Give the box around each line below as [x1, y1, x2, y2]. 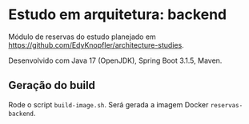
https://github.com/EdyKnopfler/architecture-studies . [8, 40, 184, 49]
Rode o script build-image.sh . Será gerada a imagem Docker [8, 99, 209, 109]
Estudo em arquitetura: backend [8, 6, 227, 24]
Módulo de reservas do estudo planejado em [8, 32, 156, 41]
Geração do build [8, 79, 96, 92]
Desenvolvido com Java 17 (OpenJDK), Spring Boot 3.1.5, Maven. [8, 56, 223, 65]
